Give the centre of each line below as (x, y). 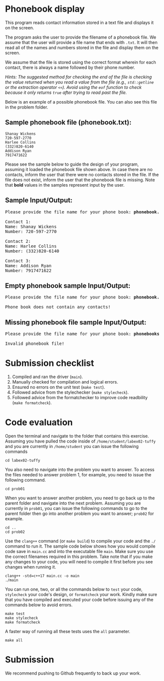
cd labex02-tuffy (23, 461)
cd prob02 (15, 532)
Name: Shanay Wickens (31, 226)
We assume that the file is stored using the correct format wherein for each (81, 62)
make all (14, 640)
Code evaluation (39, 422)
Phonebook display (45, 9)
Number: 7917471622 (28, 270)
